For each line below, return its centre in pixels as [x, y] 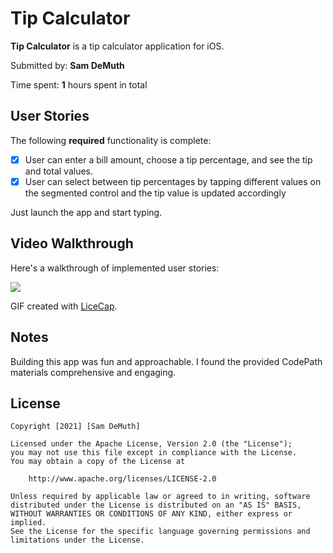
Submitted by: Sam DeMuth [67, 65]
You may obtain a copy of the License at [98, 462]
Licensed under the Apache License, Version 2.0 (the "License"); [151, 444]
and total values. [59, 171]
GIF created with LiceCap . [64, 306]
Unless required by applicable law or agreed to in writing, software [160, 497]
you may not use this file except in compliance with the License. [154, 453]
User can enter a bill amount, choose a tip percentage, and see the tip [168, 159]
